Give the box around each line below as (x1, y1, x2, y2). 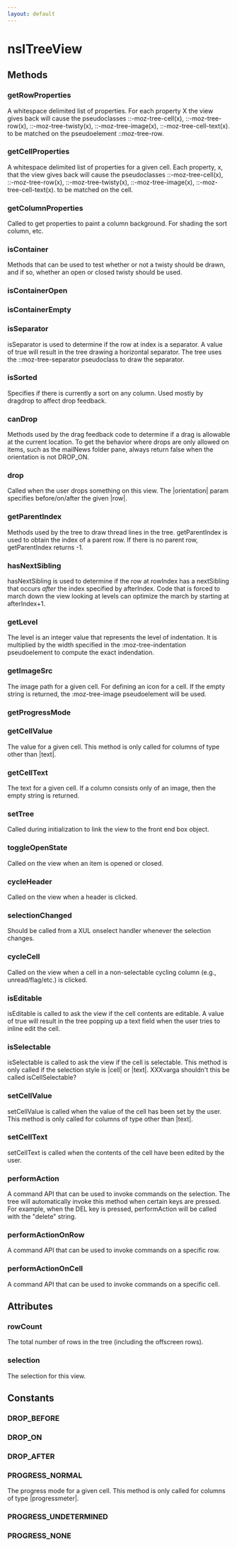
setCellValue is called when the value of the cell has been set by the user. (7, 1107, 221, 1115)
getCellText (7, 767, 48, 777)
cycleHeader (7, 876, 53, 886)
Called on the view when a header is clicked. (7, 893, 138, 901)
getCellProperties (7, 147, 70, 157)
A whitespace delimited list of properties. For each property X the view (7, 106, 214, 115)
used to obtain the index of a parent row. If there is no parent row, (7, 535, 198, 544)
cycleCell (7, 951, 40, 961)
